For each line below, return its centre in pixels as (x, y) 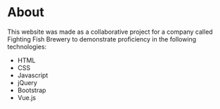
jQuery (27, 82)
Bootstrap (32, 90)
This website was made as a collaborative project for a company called (110, 32)
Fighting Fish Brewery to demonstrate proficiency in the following (102, 39)
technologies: (27, 46)
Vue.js (27, 97)
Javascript (33, 75)
